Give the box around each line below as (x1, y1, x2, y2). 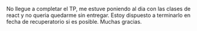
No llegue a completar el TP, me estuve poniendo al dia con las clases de (6, 5, 191, 12)
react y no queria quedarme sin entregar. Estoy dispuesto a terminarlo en (6, 12, 191, 19)
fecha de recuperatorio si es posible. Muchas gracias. (6, 18, 142, 25)
